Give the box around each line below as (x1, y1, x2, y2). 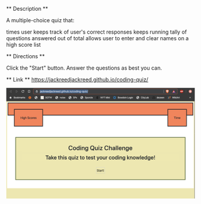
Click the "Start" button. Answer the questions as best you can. (6, 64, 163, 71)
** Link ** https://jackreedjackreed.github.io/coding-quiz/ (6, 76, 148, 83)
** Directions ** (6, 53, 45, 59)
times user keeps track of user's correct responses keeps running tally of (6, 28, 187, 35)
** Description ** (6, 5, 48, 12)
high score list (6, 41, 41, 48)
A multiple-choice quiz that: (6, 17, 75, 23)
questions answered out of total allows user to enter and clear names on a (6, 35, 189, 41)
